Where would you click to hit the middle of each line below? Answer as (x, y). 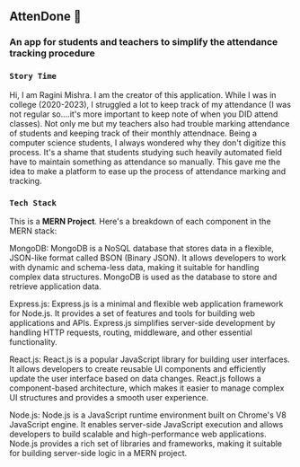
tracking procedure (53, 53)
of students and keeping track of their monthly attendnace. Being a (133, 133)
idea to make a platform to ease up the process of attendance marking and (148, 171)
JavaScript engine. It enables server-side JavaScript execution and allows (146, 424)
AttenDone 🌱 (46, 17)
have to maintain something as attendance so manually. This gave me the (145, 162)
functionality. (34, 341)
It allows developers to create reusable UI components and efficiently (138, 368)
